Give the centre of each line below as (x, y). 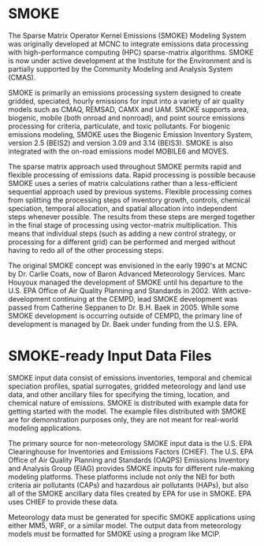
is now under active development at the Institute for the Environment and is (130, 61)
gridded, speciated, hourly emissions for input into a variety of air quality (126, 101)
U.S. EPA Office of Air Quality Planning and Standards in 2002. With (118, 290)
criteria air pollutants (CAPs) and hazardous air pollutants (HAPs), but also (128, 485)
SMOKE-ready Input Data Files (110, 356)
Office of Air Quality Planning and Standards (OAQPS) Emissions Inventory (129, 460)
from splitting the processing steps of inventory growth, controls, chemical (129, 200)
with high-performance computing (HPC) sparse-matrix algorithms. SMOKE (131, 52)
